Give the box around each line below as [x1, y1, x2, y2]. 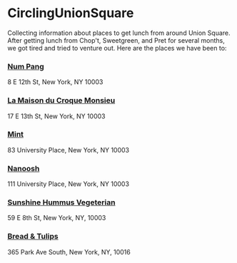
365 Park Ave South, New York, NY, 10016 [7, 247, 131, 256]
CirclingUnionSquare [7, 5, 134, 21]
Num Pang [7, 61, 44, 71]
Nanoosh [7, 163, 40, 173]
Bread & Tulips [7, 232, 59, 242]
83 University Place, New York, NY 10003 [7, 145, 130, 154]
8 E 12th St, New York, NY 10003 [7, 78, 104, 86]
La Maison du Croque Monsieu [7, 96, 116, 105]
